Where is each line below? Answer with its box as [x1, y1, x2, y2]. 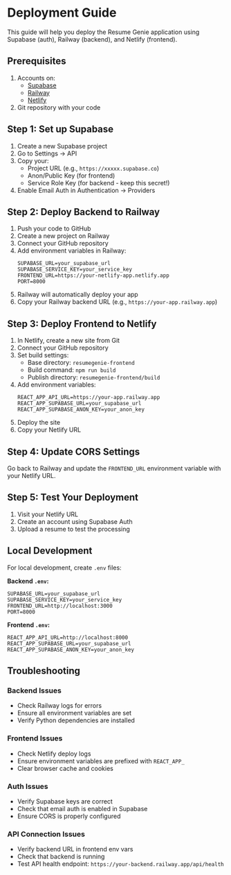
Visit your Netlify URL [17, 510, 79, 518]
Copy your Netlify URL [17, 425, 82, 434]
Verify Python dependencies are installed [17, 716, 135, 724]
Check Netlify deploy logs [17, 749, 91, 758]
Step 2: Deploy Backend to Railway [7, 206, 160, 218]
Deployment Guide [7, 5, 117, 21]
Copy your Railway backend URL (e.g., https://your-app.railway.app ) [17, 298, 218, 306]
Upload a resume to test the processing [17, 525, 130, 533]
